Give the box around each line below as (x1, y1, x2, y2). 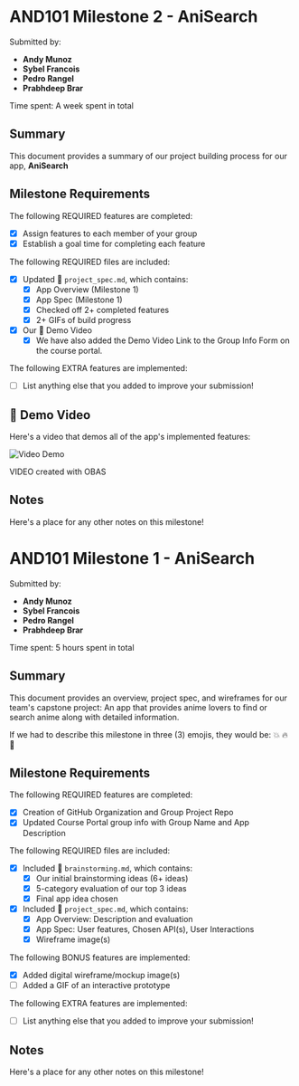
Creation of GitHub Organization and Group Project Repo (22, 807, 234, 818)
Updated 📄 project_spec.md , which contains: (22, 273, 189, 284)
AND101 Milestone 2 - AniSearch (9, 6, 258, 27)
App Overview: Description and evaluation (35, 913, 193, 924)
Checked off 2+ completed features (35, 304, 170, 315)
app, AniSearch (9, 160, 70, 171)
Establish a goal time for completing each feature (22, 238, 206, 249)
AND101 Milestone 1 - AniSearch (9, 548, 256, 568)
